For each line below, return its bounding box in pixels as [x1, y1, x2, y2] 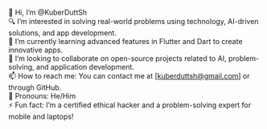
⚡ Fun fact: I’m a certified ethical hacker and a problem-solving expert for [8, 100, 252, 110]
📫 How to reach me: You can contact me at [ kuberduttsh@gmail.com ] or [8, 71, 251, 80]
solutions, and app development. [8, 28, 117, 38]
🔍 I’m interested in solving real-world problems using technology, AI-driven [8, 17, 259, 26]
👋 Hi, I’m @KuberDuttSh [8, 8, 87, 17]
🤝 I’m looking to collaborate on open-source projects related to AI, [8, 54, 227, 63]
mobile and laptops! [8, 112, 74, 121]
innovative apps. [8, 45, 63, 54]
